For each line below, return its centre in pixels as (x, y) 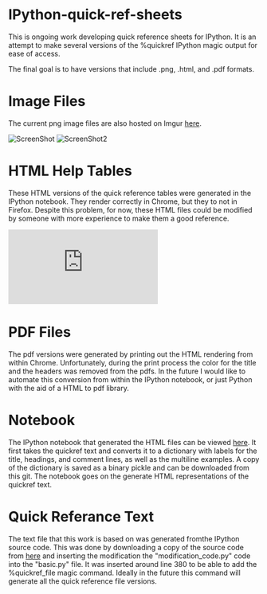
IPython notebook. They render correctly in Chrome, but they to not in (123, 201)
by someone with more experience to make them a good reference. (119, 218)
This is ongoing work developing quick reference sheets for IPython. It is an (132, 37)
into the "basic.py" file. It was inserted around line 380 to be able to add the (133, 564)
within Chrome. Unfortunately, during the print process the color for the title (132, 362)
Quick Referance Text (81, 516)
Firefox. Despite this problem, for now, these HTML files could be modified (130, 209)
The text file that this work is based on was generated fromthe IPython (124, 538)
